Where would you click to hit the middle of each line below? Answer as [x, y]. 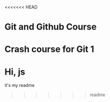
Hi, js [15, 72]
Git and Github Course [51, 27]
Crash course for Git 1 [49, 49]
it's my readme [20, 85]
